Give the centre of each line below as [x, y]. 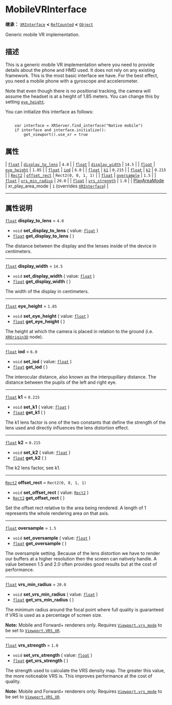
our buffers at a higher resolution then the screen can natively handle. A [81, 559]
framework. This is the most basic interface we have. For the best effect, [82, 75]
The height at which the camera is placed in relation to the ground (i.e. [79, 331]
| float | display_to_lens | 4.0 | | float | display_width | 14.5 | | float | [80, 164]
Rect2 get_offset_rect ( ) [39, 498]
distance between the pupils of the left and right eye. [61, 382]
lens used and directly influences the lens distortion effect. [67, 428]
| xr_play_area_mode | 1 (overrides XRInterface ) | [57, 186]
